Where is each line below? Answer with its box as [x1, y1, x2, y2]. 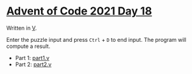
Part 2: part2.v [15, 61, 52, 68]
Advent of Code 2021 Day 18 [6, 4, 152, 18]
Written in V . [6, 24, 37, 32]
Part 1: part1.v [15, 54, 50, 61]
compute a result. [6, 42, 51, 50]
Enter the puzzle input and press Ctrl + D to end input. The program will [6, 36, 187, 43]
